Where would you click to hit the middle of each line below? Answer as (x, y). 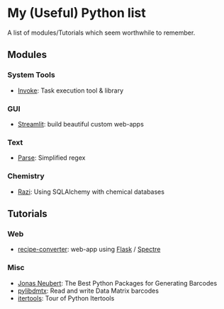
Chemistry (26, 176)
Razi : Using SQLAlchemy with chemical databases (91, 192)
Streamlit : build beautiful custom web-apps (80, 124)
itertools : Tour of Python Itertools (66, 298)
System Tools (31, 75)
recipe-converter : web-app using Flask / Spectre (89, 250)
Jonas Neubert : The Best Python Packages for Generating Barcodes (117, 283)
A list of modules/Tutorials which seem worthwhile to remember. (101, 33)
